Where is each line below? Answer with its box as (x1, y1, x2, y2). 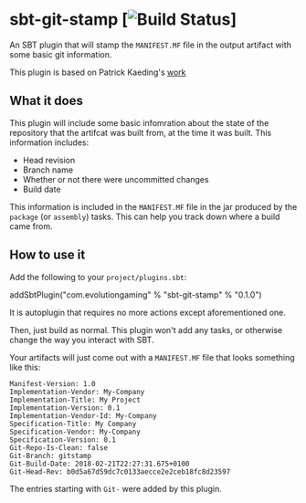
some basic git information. (9, 48, 112, 59)
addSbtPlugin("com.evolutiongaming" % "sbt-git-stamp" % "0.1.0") (9, 288, 262, 300)
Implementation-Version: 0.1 (9, 403, 121, 413)
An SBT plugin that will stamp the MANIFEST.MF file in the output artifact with (9, 39, 292, 50)
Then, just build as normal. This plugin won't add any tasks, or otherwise (9, 324, 283, 335)
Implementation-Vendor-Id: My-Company (9, 411, 157, 420)
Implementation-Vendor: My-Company (9, 387, 145, 396)
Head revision (22, 154, 76, 165)
